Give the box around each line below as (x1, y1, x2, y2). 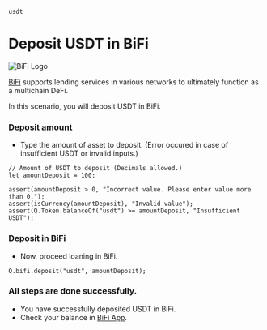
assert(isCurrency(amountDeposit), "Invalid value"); (8, 199, 194, 208)
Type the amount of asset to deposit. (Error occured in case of (19, 140, 229, 150)
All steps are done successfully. (8, 285, 138, 297)
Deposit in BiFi (8, 233, 66, 244)
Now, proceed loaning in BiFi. (19, 251, 118, 261)
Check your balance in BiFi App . (19, 312, 128, 322)
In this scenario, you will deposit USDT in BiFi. (8, 101, 162, 111)
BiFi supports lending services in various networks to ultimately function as (8, 77, 259, 87)
